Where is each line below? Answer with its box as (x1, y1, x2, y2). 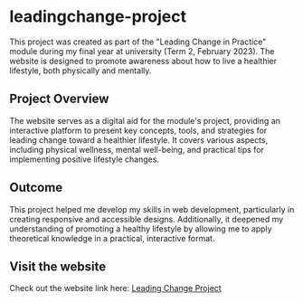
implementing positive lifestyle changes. (9, 154, 160, 165)
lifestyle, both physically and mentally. (9, 65, 152, 76)
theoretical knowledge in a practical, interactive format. (9, 232, 215, 243)
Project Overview (9, 91, 109, 107)
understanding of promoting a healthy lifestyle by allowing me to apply (9, 223, 273, 234)
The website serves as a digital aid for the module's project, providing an (9, 115, 281, 126)
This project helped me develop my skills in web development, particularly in (9, 203, 295, 214)
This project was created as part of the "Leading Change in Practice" (9, 36, 267, 47)
